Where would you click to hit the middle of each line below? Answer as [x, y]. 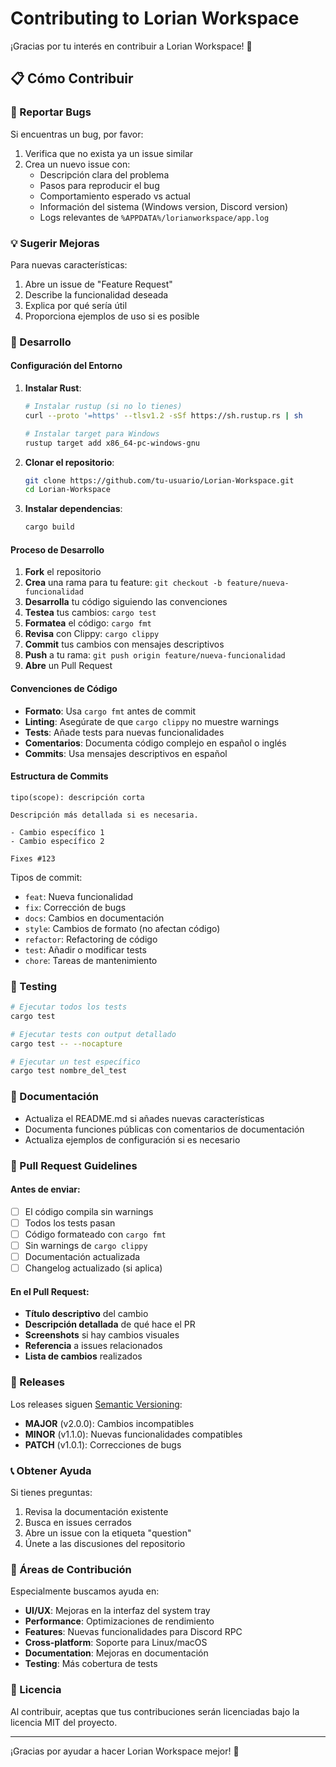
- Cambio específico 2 [57, 841]
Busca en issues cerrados [78, 1522]
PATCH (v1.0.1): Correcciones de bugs [103, 1444]
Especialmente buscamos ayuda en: [85, 1591]
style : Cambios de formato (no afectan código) [122, 928]
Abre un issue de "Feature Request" [98, 284]
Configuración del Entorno [66, 366]
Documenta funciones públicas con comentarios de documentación [164, 1129]
